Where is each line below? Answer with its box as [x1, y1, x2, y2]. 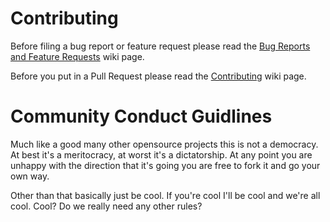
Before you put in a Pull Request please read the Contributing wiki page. [10, 70, 307, 82]
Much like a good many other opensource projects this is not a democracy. [10, 138, 319, 150]
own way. [10, 170, 50, 182]
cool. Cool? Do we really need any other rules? [10, 200, 203, 212]
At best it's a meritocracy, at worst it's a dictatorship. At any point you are [10, 148, 313, 161]
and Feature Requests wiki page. [10, 50, 145, 62]
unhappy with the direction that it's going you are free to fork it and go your [10, 159, 321, 171]
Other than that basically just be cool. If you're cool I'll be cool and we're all [10, 189, 321, 201]
